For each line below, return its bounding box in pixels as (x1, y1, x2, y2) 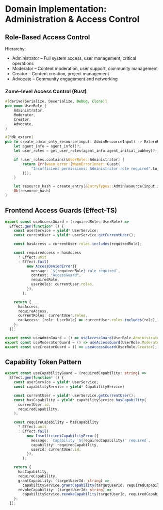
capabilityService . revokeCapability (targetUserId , (22, 492, 127, 497)
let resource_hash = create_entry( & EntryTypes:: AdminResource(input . (14, 184, 158, 189)
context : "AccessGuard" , (31, 273, 81, 278)
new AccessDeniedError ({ (26, 263, 77, 269)
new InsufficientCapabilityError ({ (26, 433, 98, 438)
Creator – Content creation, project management (12, 71, 109, 76)
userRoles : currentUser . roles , (31, 282, 95, 287)
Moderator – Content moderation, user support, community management (12, 66, 158, 71)
